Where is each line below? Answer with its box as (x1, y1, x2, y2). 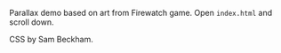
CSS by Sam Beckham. (9, 34, 93, 44)
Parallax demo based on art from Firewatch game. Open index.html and (9, 8, 273, 18)
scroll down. (9, 17, 55, 27)
